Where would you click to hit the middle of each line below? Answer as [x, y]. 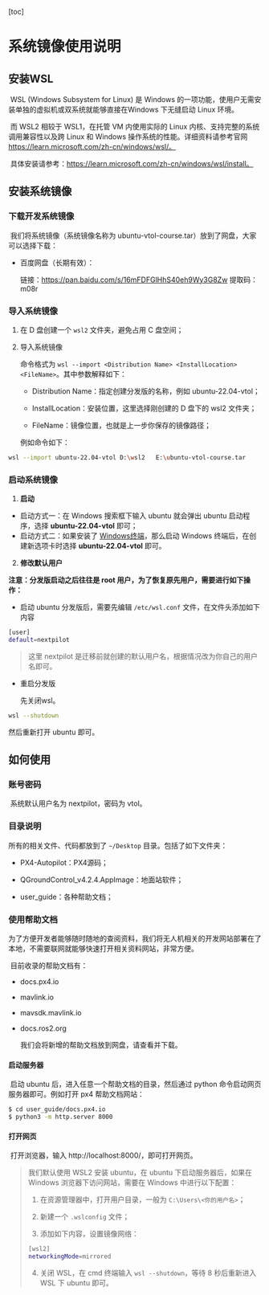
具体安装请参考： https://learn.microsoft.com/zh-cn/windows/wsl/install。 [132, 163]
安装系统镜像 [40, 192]
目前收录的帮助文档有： [49, 966]
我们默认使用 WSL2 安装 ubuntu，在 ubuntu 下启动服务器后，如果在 [140, 1173]
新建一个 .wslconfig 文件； [85, 1217]
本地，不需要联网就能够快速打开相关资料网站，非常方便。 [103, 949]
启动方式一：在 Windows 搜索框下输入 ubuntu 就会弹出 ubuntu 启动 [131, 516]
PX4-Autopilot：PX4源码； [64, 862]
